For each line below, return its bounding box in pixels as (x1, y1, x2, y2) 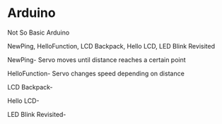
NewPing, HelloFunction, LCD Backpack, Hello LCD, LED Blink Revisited (7, 42, 216, 50)
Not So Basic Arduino (7, 28, 70, 37)
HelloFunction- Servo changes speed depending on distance (7, 69, 185, 77)
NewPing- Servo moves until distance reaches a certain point (7, 55, 186, 64)
